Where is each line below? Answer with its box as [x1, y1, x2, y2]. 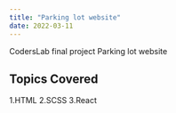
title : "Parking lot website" [9, 12, 122, 22]
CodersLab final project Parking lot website [9, 45, 168, 56]
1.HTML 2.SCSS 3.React [9, 95, 98, 106]
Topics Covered [9, 71, 99, 86]
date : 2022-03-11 [9, 21, 74, 30]
